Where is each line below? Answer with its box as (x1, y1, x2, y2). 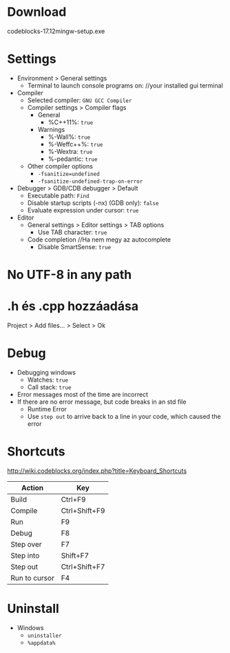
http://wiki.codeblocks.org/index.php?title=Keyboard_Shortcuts (7, 467, 187, 475)
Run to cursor (10, 573, 55, 583)
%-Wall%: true (48, 133, 91, 141)
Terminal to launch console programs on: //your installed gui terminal (27, 81, 224, 90)
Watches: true (27, 376, 69, 384)
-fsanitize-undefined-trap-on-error (37, 177, 143, 185)
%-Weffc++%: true (48, 139, 103, 148)
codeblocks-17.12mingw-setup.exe (7, 27, 105, 35)
